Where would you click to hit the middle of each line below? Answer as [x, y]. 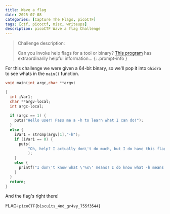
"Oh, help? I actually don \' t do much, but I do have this [91, 149]
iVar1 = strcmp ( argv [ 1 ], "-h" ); [47, 134]
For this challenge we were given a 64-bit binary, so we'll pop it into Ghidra [83, 68]
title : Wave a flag [26, 10]
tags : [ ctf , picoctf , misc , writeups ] [46, 24]
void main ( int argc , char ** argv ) [40, 83]
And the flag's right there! [32, 196]
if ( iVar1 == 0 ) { [34, 139]
